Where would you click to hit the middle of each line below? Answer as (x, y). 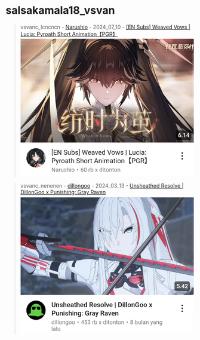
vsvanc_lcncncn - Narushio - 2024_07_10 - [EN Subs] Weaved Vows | (105, 27)
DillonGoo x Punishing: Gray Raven (63, 192)
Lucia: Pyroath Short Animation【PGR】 (69, 34)
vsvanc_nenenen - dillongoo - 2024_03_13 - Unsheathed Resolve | (102, 186)
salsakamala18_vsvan (60, 10)
